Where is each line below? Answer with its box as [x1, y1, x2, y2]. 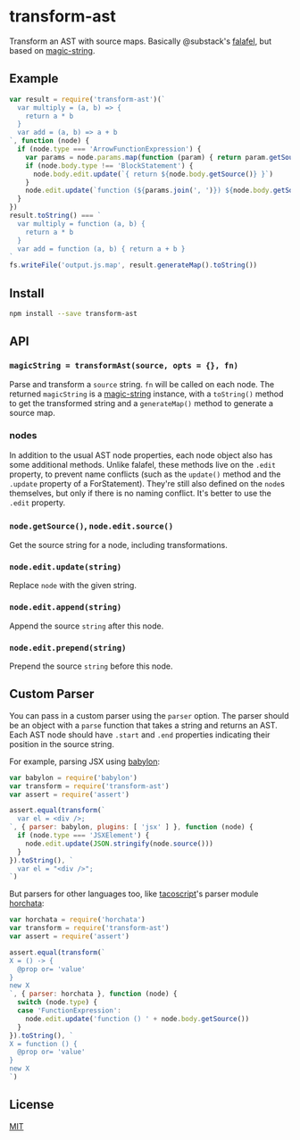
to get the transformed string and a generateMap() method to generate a [9, 397, 274, 408]
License [9, 1097, 54, 1112]
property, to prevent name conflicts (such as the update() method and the [9, 469, 281, 479]
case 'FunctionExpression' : [17, 1006, 122, 1015]
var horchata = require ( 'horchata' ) [9, 915, 146, 925]
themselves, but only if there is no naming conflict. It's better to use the [9, 487, 272, 498]
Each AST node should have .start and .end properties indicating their [9, 729, 271, 740]
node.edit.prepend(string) [9, 643, 127, 653]
